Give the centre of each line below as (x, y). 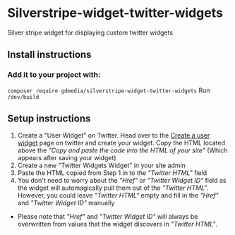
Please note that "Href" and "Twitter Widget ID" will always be (108, 217)
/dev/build (23, 97)
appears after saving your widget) (67, 158)
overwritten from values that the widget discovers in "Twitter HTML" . (117, 224)
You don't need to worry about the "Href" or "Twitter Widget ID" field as (122, 181)
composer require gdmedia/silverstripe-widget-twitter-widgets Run (109, 90)
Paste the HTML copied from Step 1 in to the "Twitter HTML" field (112, 173)
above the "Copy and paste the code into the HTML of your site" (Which (122, 150)
